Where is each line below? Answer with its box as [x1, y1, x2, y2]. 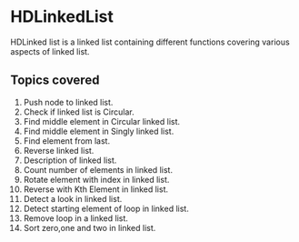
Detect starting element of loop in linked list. [23, 203, 189, 214]
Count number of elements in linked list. [23, 164, 174, 175]
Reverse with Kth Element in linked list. [23, 184, 169, 195]
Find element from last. [23, 135, 111, 146]
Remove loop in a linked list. [23, 212, 128, 224]
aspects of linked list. [10, 45, 90, 56]
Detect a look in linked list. [23, 193, 123, 204]
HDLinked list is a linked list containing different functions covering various [10, 36, 290, 47]
